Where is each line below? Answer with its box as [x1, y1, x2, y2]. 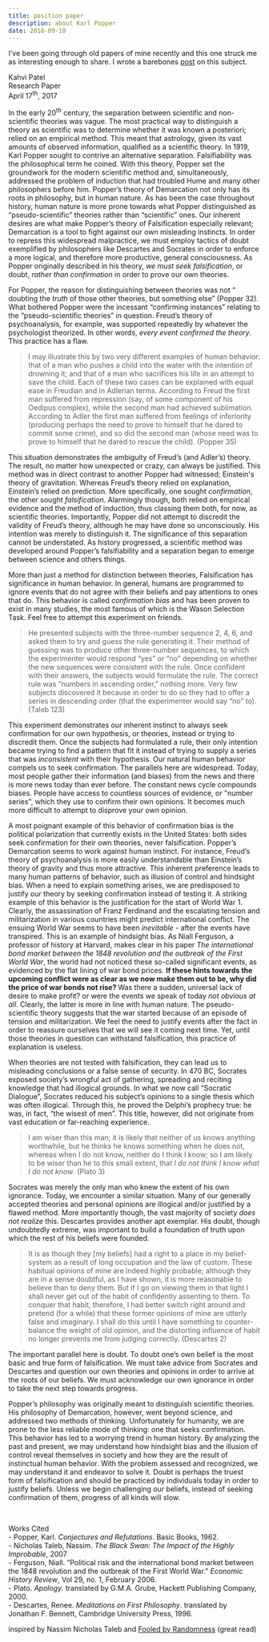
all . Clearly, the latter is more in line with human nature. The [8, 999, 205, 1009]
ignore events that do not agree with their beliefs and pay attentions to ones [8, 586, 259, 597]
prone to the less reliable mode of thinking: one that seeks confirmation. [8, 1424, 246, 1434]
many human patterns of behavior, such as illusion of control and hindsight [8, 871, 255, 881]
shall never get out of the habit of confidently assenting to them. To [27, 1291, 251, 1301]
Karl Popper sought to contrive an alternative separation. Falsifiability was [8, 150, 252, 160]
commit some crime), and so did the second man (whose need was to [27, 428, 259, 437]
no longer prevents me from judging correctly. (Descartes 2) [27, 1334, 227, 1343]
